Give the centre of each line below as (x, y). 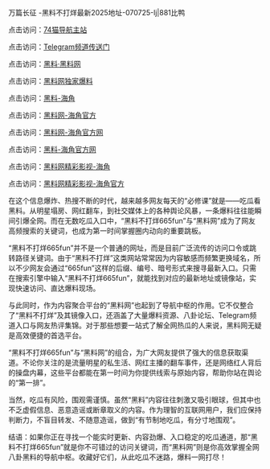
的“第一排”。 (29, 383)
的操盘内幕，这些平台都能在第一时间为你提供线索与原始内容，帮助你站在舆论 (135, 372)
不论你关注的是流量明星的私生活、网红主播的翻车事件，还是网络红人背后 (142, 362)
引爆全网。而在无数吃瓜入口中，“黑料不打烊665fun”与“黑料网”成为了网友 (135, 221)
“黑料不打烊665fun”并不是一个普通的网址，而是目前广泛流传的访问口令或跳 (133, 248)
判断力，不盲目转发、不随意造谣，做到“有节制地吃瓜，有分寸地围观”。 (124, 420)
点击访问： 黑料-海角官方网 (52, 149)
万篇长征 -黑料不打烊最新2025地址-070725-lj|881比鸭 (97, 12)
